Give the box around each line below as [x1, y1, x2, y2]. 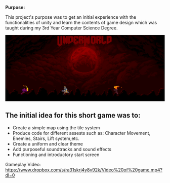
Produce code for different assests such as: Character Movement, [12, 130, 151, 136]
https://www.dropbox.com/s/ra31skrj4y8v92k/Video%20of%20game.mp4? [5, 167, 163, 173]
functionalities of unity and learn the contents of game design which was [5, 20, 157, 25]
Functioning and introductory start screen [12, 152, 100, 158]
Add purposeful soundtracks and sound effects [12, 146, 112, 152]
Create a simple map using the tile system [12, 124, 100, 131]
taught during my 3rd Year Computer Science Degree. [5, 25, 118, 31]
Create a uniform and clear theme [12, 140, 83, 147]
